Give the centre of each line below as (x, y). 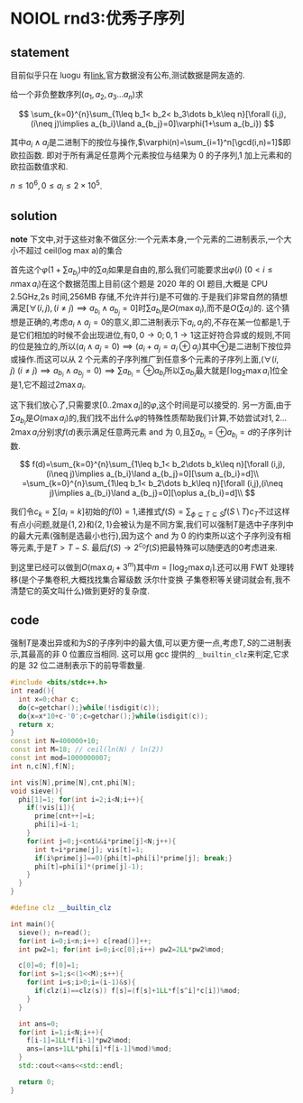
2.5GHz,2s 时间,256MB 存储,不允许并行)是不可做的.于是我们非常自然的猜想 (149, 296)
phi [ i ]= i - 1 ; (56, 825)
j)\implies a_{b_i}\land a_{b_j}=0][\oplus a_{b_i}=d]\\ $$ (152, 493)
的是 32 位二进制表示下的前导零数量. (78, 666)
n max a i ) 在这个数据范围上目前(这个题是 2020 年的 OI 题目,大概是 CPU (139, 285)
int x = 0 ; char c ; (49, 699)
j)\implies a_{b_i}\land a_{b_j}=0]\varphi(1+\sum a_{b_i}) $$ (164, 124)
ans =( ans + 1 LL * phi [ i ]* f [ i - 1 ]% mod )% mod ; (99, 1049)
